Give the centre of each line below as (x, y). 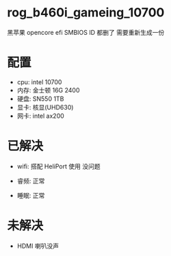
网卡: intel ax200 (41, 116)
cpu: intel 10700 (39, 82)
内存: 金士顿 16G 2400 (48, 90)
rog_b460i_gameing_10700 (86, 13)
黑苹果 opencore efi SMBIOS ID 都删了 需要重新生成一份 (86, 32)
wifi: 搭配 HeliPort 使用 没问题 (58, 166)
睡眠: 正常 (31, 195)
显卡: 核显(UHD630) (45, 107)
